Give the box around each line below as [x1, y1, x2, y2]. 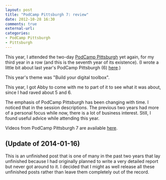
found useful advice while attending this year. [5, 115, 100, 121]
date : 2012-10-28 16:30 [5, 17, 55, 22]
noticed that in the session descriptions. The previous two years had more [5, 104, 159, 111]
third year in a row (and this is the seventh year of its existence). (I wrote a [5, 59, 159, 65]
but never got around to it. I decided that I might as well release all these [5, 163, 155, 169]
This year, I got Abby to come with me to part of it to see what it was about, [5, 84, 161, 90]
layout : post [5, 7, 33, 13]
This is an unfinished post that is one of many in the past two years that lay [5, 153, 160, 159]
